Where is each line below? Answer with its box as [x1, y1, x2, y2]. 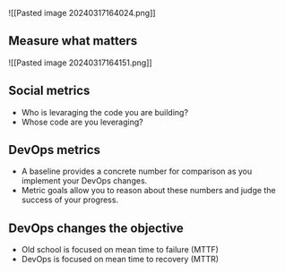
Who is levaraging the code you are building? [21, 107, 189, 117]
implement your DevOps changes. [21, 175, 148, 186]
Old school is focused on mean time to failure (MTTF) [21, 244, 219, 255]
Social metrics [8, 83, 91, 98]
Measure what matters [8, 33, 138, 48]
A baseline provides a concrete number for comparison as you [21, 166, 253, 177]
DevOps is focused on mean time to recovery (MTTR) [21, 254, 220, 265]
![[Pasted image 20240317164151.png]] [8, 57, 153, 68]
